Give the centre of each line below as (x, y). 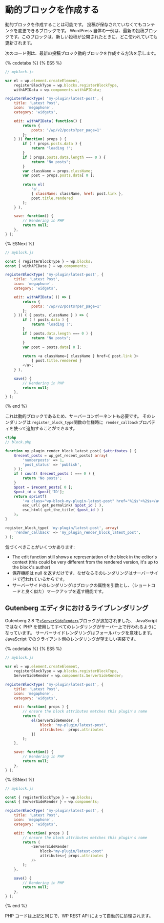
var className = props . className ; (58, 171)
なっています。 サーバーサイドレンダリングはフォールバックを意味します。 (80, 633)
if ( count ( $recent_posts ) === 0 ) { (54, 474)
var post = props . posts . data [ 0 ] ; (59, 176)
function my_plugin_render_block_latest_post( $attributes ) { (71, 451)
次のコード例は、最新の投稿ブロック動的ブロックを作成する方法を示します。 (82, 53)
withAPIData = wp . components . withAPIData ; (58, 90)
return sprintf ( (31, 496)
